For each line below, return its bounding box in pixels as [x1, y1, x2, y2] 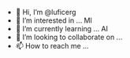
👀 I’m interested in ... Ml [15, 16, 92, 25]
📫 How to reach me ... [15, 42, 89, 50]
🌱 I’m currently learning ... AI [15, 24, 109, 33]
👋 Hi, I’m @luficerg [15, 8, 76, 16]
